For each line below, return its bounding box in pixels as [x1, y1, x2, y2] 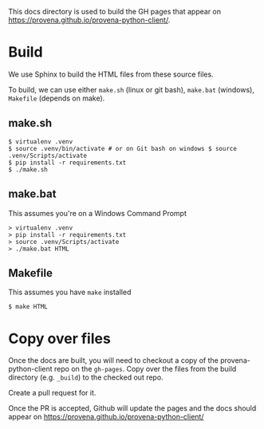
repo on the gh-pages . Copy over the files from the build [54, 364, 237, 374]
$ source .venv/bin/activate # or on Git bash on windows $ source [8, 144, 238, 152]
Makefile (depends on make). [8, 93, 105, 103]
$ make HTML [8, 303, 48, 311]
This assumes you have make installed [8, 287, 132, 297]
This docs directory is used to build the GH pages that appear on [8, 7, 222, 16]
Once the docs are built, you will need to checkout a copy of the [8, 356, 219, 365]
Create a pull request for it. [8, 388, 97, 398]
